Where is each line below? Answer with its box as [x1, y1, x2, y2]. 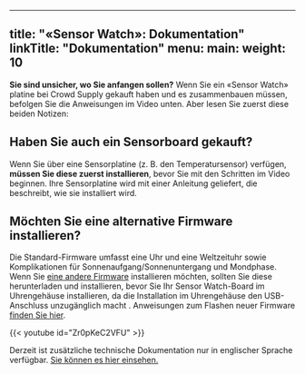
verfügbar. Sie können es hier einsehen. [9, 355, 159, 366]
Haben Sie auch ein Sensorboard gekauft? [9, 134, 253, 150]
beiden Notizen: [9, 108, 69, 119]
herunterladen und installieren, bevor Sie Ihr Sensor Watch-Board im [9, 280, 265, 291]
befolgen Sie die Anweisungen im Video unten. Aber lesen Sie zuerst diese [9, 98, 289, 109]
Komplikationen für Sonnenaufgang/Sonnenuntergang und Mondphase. [9, 261, 277, 272]
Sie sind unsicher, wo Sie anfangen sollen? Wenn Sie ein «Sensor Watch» [9, 79, 289, 90]
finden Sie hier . [9, 310, 66, 320]
